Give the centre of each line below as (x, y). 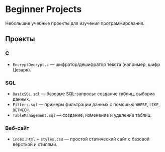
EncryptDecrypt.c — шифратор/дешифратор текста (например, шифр (86, 64)
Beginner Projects (44, 9)
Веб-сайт (17, 128)
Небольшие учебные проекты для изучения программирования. (75, 23)
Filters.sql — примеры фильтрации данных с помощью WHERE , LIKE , (86, 104)
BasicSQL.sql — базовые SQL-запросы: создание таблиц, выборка (84, 94)
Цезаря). (22, 69)
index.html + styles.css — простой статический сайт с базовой (81, 139)
